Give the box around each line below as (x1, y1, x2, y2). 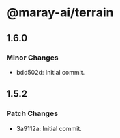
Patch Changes (6, 108, 59, 118)
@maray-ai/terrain (6, 5, 114, 21)
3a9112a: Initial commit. (16, 124, 82, 133)
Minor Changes (6, 53, 59, 62)
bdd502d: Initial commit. (16, 68, 85, 76)
